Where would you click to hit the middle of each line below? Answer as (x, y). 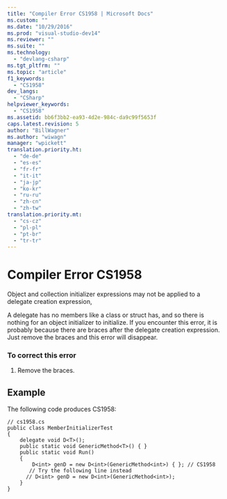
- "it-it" (27, 176)
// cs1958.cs (26, 422)
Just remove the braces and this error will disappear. (83, 337)
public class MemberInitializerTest (60, 428)
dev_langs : (23, 91)
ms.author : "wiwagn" (37, 137)
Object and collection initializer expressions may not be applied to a (104, 294)
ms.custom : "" (28, 20)
